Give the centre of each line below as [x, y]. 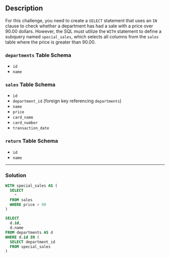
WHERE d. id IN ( [22, 237]
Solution [16, 175]
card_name [23, 118]
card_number [25, 123]
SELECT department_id [33, 242]
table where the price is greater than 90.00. [51, 42]
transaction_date [31, 128]
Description [24, 8]
